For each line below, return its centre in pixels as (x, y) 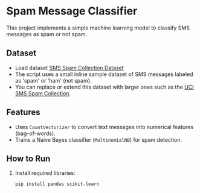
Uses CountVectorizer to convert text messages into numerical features (104, 127)
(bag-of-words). (35, 133)
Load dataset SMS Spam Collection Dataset (69, 68)
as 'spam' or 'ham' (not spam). (53, 80)
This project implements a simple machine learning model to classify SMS (98, 28)
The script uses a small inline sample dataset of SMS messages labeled (104, 74)
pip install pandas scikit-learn (57, 184)
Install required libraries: (45, 173)
